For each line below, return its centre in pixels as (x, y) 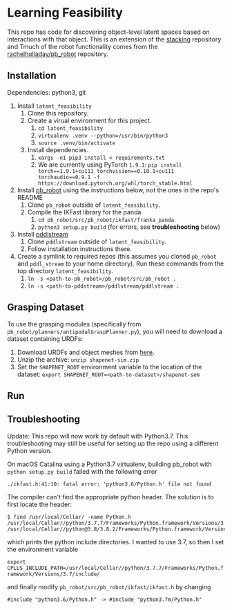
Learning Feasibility (65, 13)
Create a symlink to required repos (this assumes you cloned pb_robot (117, 256)
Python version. (29, 450)
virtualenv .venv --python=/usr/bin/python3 (103, 136)
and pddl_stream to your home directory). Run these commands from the (120, 264)
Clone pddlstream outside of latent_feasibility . (97, 241)
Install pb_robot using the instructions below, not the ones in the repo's (118, 190)
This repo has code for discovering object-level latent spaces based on (108, 32)
